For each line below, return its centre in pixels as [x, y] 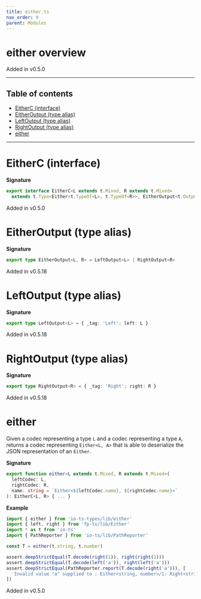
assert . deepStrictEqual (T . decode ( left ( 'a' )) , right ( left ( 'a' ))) [88, 562]
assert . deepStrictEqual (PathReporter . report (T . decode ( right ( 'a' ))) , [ [96, 568]
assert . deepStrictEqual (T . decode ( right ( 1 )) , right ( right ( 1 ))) [85, 557]
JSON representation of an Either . [49, 451]
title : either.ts [28, 12]
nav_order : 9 [22, 17]
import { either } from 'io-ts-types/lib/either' [69, 519]
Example [17, 508]
